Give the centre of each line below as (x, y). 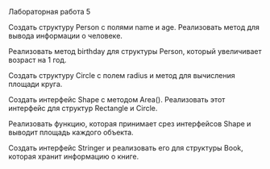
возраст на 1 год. (37, 60)
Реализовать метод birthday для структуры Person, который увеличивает (135, 51)
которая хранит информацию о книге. (74, 157)
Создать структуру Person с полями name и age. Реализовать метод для (134, 27)
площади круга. (35, 84)
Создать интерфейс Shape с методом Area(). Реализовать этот (117, 99)
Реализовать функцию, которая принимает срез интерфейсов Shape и (130, 124)
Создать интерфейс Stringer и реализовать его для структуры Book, (126, 148)
